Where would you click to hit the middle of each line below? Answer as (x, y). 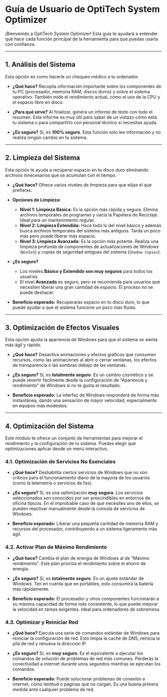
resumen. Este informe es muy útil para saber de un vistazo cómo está (84, 117)
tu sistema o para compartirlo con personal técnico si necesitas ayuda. (85, 122)
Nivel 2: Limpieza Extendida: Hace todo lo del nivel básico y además (90, 225)
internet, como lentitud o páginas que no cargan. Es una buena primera (85, 684)
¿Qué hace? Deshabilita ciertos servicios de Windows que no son (80, 472)
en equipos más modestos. (40, 406)
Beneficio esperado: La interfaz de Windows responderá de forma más (86, 395)
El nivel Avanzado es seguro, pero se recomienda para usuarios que (90, 282)
